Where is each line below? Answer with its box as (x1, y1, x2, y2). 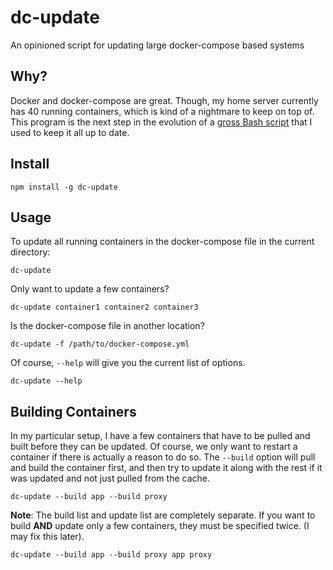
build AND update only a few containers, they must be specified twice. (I (10, 520, 310, 532)
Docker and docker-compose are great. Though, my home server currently (10, 94, 319, 106)
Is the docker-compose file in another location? (10, 320, 205, 332)
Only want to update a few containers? (10, 283, 170, 295)
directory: (10, 246, 51, 258)
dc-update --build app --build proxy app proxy (10, 550, 213, 560)
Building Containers (10, 403, 137, 420)
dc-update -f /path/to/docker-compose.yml (10, 339, 190, 350)
